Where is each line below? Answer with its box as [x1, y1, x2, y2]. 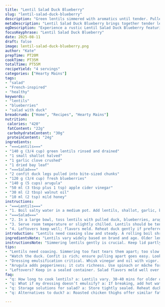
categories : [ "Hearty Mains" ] [5, 71, 67, 76]
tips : [5, 245, 16, 250]
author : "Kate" [5, 48, 36, 53]
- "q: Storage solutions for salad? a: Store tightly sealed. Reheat [5, 286, 151, 291]
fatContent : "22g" [7, 126, 45, 131]
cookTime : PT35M [5, 57, 38, 62]
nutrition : [5, 116, 27, 122]
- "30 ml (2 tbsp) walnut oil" [5, 190, 69, 195]
